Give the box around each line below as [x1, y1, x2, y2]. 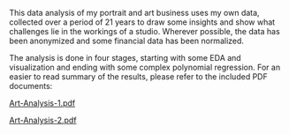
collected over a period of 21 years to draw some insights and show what [9, 17, 276, 27]
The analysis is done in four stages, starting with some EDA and [9, 53, 241, 63]
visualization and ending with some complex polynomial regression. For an [9, 62, 281, 72]
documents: [9, 81, 53, 91]
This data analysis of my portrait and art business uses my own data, [9, 8, 260, 18]
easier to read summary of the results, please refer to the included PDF [9, 71, 268, 82]
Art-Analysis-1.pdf [9, 98, 76, 108]
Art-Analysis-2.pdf [9, 115, 77, 125]
